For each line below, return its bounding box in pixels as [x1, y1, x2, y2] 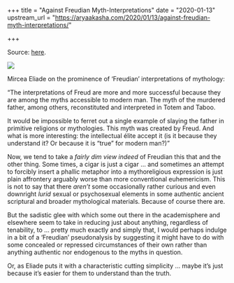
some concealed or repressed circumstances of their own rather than [7, 241, 207, 249]
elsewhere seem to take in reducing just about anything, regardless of [7, 219, 208, 226]
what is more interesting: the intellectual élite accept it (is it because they [7, 132, 217, 139]
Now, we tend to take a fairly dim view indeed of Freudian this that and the [7, 153, 221, 160]
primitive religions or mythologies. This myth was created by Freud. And [7, 124, 214, 132]
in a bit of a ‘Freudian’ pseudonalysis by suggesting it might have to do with [7, 233, 224, 241]
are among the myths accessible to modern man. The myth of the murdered [7, 96, 226, 104]
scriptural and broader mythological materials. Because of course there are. [7, 198, 226, 205]
